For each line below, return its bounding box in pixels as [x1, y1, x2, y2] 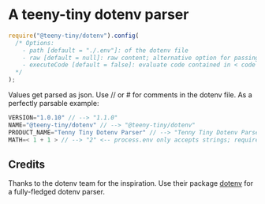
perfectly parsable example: [8, 99, 99, 108]
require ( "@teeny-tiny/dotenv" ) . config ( [8, 32, 140, 40]
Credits [8, 157, 46, 171]
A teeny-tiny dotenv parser [8, 6, 189, 24]
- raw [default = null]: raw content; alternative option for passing [22, 54, 259, 62]
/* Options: [15, 39, 55, 47]
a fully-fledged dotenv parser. [8, 187, 105, 197]
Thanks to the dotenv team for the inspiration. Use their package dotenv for [8, 179, 254, 188]
